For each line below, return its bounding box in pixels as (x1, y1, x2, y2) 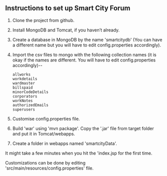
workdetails (12, 76, 37, 81)
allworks (12, 72, 31, 77)
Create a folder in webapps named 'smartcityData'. (12, 140, 117, 146)
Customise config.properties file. (12, 115, 80, 121)
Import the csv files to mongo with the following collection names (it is (12, 51, 157, 57)
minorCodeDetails (12, 89, 49, 94)
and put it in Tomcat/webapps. (12, 130, 76, 136)
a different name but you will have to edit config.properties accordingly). (12, 42, 161, 48)
